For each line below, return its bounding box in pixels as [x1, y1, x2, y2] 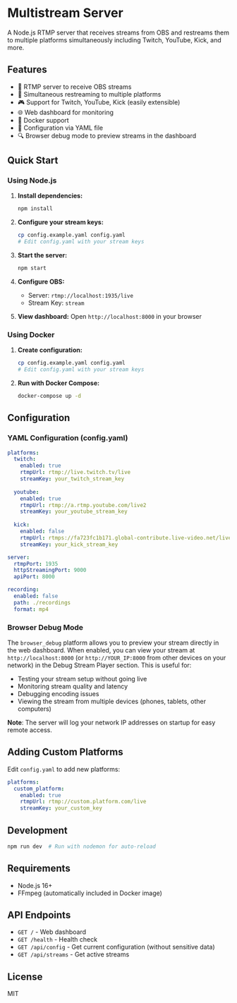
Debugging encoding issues [17, 689, 99, 698]
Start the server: [17, 251, 68, 260]
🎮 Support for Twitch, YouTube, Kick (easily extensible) [17, 97, 181, 107]
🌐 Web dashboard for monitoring [17, 108, 114, 116]
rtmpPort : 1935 [13, 560, 59, 567]
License [7, 971, 43, 983]
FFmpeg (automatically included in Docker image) [17, 889, 162, 897]
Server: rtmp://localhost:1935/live [28, 291, 134, 299]
